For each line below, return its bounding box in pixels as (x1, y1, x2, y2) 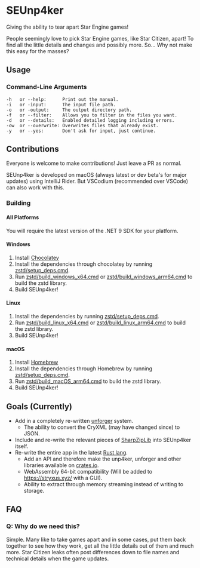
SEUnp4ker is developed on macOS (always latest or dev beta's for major (6, 171, 187, 179)
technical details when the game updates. (6, 555, 109, 562)
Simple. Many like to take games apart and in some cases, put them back (6, 536, 186, 543)
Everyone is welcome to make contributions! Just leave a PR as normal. (6, 159, 182, 167)
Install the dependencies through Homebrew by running (14, 365, 152, 372)
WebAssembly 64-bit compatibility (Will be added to (23, 468, 153, 475)
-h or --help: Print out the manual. (6, 96, 119, 102)
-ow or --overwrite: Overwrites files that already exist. (6, 122, 159, 128)
